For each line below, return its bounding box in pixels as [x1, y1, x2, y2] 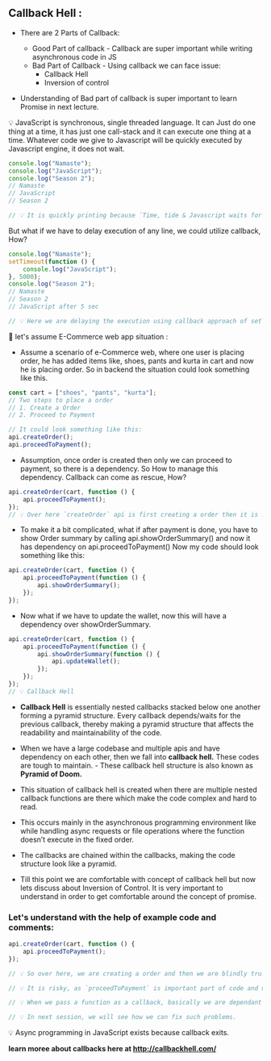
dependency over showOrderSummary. [19, 619, 152, 629]
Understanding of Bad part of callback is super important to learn [19, 93, 238, 103]
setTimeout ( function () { [8, 257, 95, 265]
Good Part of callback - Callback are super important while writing [31, 44, 252, 53]
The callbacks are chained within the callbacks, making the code [19, 850, 236, 859]
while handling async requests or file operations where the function [19, 826, 244, 835]
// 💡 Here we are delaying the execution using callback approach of [8, 317, 248, 325]
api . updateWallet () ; [51, 657, 121, 666]
